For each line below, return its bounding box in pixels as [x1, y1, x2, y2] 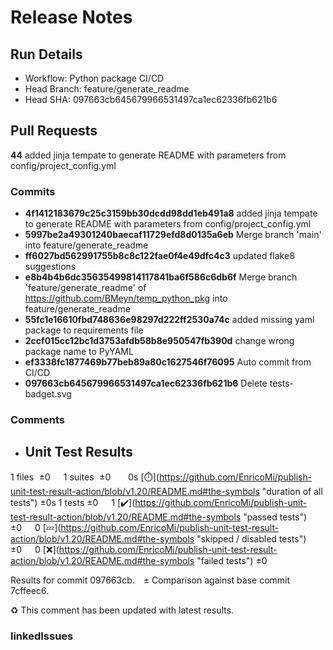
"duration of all [261, 485, 323, 497]
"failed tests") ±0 [196, 554, 268, 566]
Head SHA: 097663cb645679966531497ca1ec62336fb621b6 [24, 94, 278, 105]
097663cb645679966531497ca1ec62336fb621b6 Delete [24, 377, 268, 390]
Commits [10, 184, 56, 198]
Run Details [10, 46, 83, 63]
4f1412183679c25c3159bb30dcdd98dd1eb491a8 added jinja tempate [24, 207, 318, 220]
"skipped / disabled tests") [196, 532, 307, 545]
